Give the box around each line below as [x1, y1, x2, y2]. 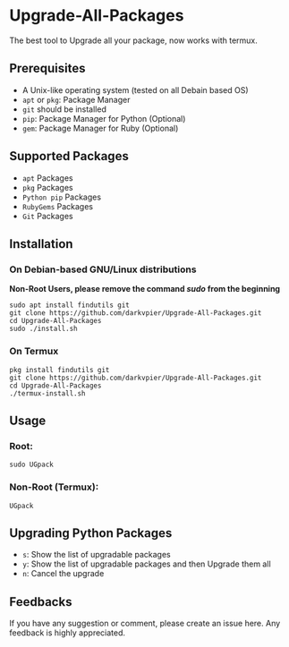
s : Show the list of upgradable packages [21, 549, 172, 560]
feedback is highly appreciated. [9, 627, 126, 638]
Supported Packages [9, 149, 130, 164]
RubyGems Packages [21, 200, 94, 211]
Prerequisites [9, 61, 86, 76]
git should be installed [21, 104, 107, 115]
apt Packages [21, 172, 73, 183]
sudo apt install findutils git [9, 301, 130, 310]
